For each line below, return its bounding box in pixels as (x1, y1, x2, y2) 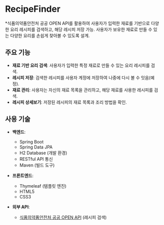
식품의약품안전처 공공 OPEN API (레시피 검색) (19, 214, 107, 220)
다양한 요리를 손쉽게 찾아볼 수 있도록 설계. (10, 32, 90, 38)
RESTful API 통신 (19, 156, 53, 162)
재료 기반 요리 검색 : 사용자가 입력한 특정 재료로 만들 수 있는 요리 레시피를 (12, 62, 150, 68)
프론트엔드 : (12, 172, 34, 178)
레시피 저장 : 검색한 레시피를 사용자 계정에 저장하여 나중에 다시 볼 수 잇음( (12, 75, 151, 81)
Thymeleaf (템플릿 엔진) (19, 183, 67, 189)
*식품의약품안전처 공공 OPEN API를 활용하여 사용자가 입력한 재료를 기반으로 (5, 20, 150, 26)
